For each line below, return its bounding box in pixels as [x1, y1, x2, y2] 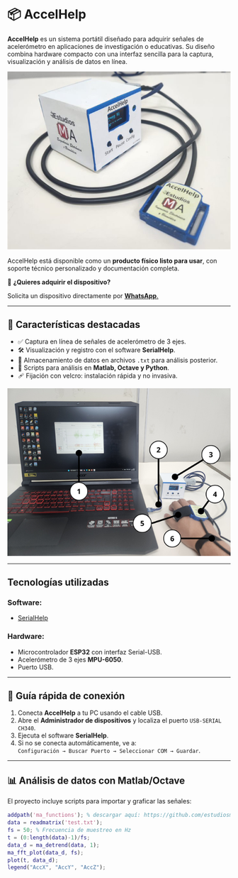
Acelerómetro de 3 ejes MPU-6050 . [17, 655, 123, 664]
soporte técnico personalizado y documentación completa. [7, 264, 180, 273]
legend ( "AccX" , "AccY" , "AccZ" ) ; [7, 864, 106, 871]
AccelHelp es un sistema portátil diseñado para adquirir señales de [7, 34, 204, 43]
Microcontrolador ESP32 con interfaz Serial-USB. [17, 647, 163, 656]
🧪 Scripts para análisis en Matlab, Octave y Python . [17, 363, 170, 372]
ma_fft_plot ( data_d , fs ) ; [7, 849, 84, 856]
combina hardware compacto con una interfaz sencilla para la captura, [7, 50, 214, 58]
